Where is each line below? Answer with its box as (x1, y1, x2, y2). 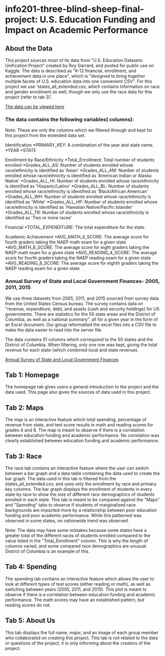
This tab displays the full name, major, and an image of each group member (5, 629, 159, 635)
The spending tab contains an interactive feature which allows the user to (5, 575, 154, 582)
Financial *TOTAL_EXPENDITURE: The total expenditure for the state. (5, 224, 146, 231)
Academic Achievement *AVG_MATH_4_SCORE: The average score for (5, 234, 149, 240)
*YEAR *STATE (5, 147, 36, 153)
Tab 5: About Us (5, 616, 56, 625)
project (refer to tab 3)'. (5, 94, 53, 100)
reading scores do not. (5, 602, 51, 608)
